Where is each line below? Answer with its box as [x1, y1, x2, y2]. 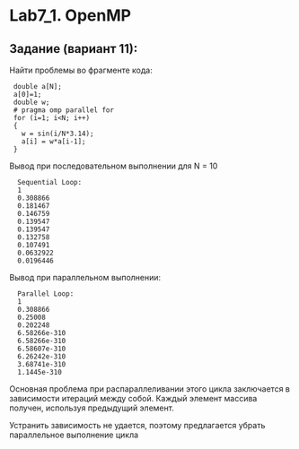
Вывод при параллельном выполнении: [9, 272, 162, 282]
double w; [13, 98, 50, 107]
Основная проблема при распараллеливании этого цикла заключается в [9, 384, 290, 394]
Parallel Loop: [17, 289, 75, 298]
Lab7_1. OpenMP [9, 5, 132, 26]
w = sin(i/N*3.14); [21, 129, 94, 138]
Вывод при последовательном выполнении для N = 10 [9, 160, 218, 171]
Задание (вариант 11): [9, 41, 138, 56]
